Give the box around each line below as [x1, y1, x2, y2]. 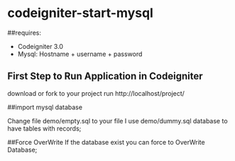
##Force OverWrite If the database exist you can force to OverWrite [7, 138, 205, 146]
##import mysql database [7, 103, 83, 111]
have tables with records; [7, 124, 82, 133]
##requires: [7, 28, 41, 37]
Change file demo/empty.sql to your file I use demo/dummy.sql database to [7, 116, 229, 125]
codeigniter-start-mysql [7, 5, 154, 21]
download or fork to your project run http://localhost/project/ [7, 89, 185, 97]
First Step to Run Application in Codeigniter [7, 70, 203, 82]
